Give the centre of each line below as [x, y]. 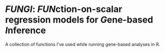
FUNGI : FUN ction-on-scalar [64, 9]
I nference [26, 30]
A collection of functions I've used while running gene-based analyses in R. [83, 44]
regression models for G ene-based [79, 20]
